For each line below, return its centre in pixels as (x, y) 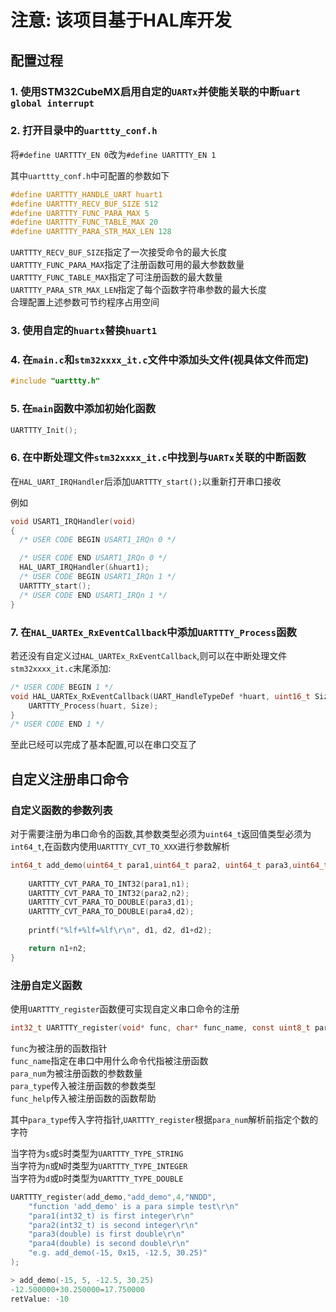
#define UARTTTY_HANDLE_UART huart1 (86, 194)
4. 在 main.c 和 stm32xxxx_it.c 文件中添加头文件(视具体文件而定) (160, 360)
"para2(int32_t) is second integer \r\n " (113, 1225)
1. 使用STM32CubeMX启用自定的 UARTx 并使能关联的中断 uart (155, 91)
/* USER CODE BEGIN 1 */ (62, 687)
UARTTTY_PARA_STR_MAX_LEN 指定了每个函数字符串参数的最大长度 (138, 290)
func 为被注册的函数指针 (59, 1048)
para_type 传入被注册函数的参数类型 (83, 1085)
